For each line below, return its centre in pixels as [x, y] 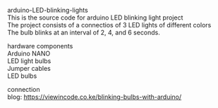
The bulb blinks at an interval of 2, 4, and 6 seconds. [84, 32]
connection [24, 89]
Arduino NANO [29, 53]
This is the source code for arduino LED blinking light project [95, 18]
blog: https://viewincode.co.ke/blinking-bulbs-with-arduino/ [95, 97]
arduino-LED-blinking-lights [48, 10]
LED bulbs [22, 76]
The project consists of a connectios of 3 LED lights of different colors [109, 25]
